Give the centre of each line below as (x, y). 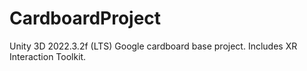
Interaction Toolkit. (48, 56)
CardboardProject (85, 18)
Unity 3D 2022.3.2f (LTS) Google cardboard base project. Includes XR (153, 46)
